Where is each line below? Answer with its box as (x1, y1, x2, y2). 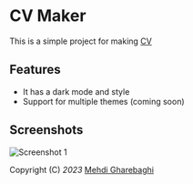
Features (9, 62, 61, 77)
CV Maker (9, 5, 86, 26)
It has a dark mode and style (22, 86, 130, 97)
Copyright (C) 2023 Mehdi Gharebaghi (9, 164, 155, 175)
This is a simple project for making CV (9, 36, 152, 46)
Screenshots (9, 122, 84, 138)
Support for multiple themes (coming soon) (22, 96, 185, 107)
